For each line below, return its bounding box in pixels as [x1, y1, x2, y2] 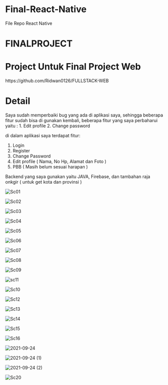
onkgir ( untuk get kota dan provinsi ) [5, 179, 82, 185]
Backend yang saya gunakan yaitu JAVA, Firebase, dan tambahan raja [5, 174, 150, 180]
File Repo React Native [5, 20, 52, 26]
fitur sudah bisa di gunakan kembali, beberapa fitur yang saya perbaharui [5, 118, 158, 123]
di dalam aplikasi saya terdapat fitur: [5, 133, 81, 138]
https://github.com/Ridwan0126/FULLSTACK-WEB [5, 78, 109, 84]
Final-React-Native [5, 4, 87, 15]
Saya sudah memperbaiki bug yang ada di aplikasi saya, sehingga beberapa [5, 112, 163, 118]
